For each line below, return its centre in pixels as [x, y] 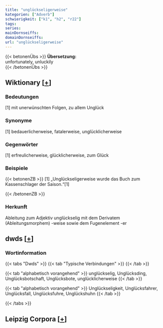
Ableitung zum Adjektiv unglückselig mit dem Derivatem [63, 218]
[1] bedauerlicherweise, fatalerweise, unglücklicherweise [64, 131]
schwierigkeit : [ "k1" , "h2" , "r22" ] [43, 19]
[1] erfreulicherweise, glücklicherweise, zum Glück [57, 156]
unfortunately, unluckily [29, 62]
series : [13, 28]
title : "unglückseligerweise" [37, 10]
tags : [11, 24]
